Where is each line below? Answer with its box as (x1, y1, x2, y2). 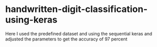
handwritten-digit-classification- (5, 3, 148, 15)
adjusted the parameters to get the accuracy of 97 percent (5, 36, 128, 42)
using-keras (5, 14, 58, 25)
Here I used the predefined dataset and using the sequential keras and (5, 30, 152, 36)
